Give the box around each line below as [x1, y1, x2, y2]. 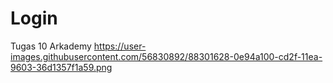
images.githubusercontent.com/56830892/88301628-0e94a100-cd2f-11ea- [10, 50, 323, 62]
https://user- [93, 40, 147, 52]
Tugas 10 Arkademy [10, 40, 92, 52]
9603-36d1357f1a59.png [10, 61, 113, 73]
